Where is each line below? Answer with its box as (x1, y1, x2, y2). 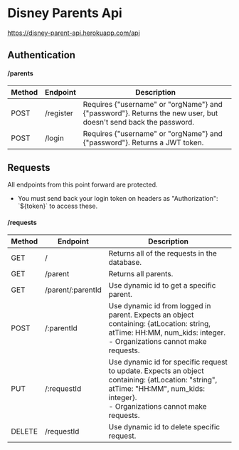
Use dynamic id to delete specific (108, 422, 221, 431)
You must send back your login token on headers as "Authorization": (17, 194, 218, 203)
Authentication (7, 49, 76, 61)
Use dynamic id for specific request (108, 357, 228, 367)
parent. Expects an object (108, 310, 194, 320)
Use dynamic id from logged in (108, 300, 211, 310)
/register (45, 108, 73, 118)
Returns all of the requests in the (108, 248, 217, 258)
